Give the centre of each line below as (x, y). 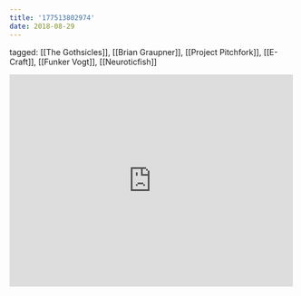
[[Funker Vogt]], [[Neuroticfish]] (97, 62)
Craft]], (23, 62)
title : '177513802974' (52, 18)
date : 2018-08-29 (42, 26)
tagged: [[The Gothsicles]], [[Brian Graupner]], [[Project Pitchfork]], (136, 52)
